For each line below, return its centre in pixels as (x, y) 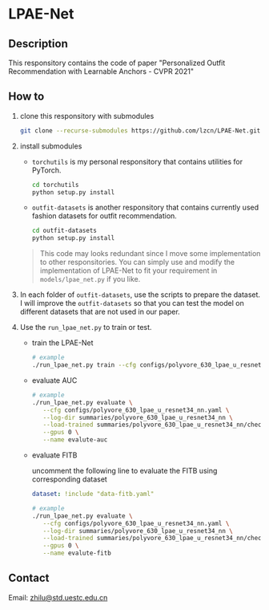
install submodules (51, 146)
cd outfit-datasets (64, 231)
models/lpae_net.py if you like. (90, 279)
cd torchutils (55, 185)
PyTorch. (46, 170)
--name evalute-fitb (77, 553)
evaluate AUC (54, 380)
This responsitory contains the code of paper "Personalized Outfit (117, 63)
